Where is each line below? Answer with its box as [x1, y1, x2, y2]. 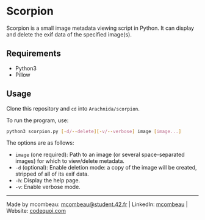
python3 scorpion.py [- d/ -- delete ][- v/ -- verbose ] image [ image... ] [6, 128, 182, 134]
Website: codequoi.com [6, 207, 66, 215]
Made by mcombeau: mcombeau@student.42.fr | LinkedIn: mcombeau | [6, 201, 188, 208]
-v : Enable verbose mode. [15, 184, 81, 191]
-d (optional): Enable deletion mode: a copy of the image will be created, [15, 164, 197, 171]
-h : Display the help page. [15, 177, 81, 184]
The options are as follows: [6, 139, 74, 146]
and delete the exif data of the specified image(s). [6, 30, 132, 38]
